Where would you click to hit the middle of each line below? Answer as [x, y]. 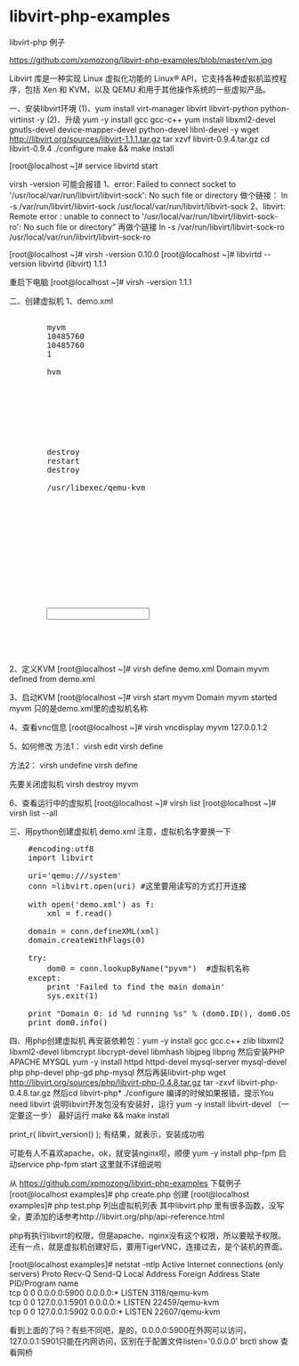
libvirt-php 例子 [37, 42]
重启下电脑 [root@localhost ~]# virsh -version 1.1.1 [101, 281]
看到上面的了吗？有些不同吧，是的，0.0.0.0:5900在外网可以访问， [130, 1329]
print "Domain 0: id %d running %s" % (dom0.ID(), [141, 1013]
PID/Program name [44, 1283]
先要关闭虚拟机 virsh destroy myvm [74, 784]
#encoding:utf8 [61, 849]
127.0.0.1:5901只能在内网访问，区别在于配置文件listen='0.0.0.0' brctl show [144, 1341]
